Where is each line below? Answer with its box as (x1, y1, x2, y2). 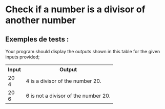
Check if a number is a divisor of (5, 4, 146, 15)
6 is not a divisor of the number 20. (26, 92, 111, 99)
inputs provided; (5, 54, 40, 60)
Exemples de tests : (5, 35, 69, 43)
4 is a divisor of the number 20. (26, 78, 101, 84)
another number (5, 14, 76, 26)
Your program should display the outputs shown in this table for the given (5, 49, 160, 54)
